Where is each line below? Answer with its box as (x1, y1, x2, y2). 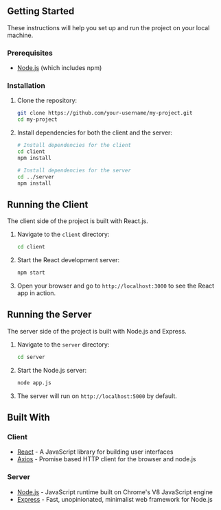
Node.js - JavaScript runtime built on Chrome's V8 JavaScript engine (16, 487, 213, 496)
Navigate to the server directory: (16, 340, 110, 349)
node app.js (16, 379, 51, 386)
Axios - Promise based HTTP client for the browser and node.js (16, 455, 196, 463)
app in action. (16, 288, 56, 297)
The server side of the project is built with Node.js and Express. (7, 327, 187, 335)
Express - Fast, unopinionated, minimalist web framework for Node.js (16, 495, 213, 503)
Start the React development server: (16, 256, 120, 264)
